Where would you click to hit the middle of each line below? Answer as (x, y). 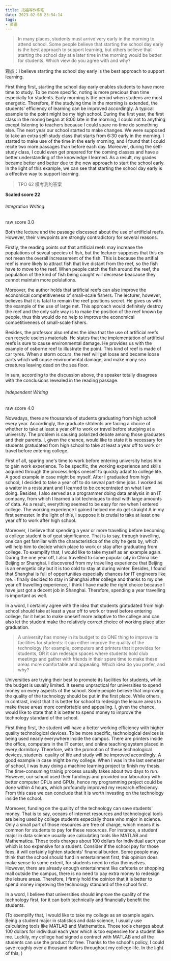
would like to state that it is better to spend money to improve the (73, 712)
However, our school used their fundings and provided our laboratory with (83, 776)
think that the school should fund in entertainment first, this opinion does (81, 857)
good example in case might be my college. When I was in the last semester (85, 760)
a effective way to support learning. (42, 174)
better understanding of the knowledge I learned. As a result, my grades (81, 158)
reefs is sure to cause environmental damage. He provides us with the (79, 343)
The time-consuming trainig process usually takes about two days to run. (82, 771)
